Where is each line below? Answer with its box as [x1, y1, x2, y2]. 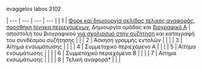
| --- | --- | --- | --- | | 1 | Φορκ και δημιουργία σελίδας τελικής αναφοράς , [6, 17, 195, 24]
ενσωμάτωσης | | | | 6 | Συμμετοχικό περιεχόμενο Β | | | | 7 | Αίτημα [6, 49, 177, 57]
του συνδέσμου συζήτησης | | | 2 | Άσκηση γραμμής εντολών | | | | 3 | [6, 37, 182, 43]
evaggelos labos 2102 [6, 5, 62, 12]
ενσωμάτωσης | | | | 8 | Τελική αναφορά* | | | [6, 56, 121, 63]
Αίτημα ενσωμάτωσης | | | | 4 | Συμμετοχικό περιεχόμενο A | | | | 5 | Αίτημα [6, 43, 197, 50]
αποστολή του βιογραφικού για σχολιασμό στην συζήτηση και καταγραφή [6, 30, 195, 37]
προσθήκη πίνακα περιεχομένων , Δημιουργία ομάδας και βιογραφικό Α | [6, 24, 190, 31]
